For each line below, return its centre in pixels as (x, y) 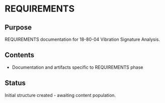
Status (15, 83)
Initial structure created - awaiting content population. (60, 95)
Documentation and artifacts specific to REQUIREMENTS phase (77, 67)
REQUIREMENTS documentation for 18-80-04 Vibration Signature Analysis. (82, 39)
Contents (20, 55)
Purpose (18, 27)
